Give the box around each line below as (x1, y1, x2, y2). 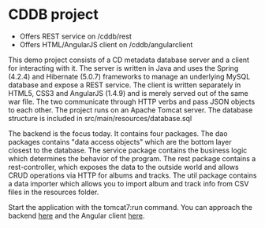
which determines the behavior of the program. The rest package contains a (8, 153, 256, 163)
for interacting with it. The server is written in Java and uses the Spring (8, 63, 239, 72)
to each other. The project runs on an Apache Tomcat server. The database (8, 105, 253, 115)
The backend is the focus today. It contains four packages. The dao (8, 128, 228, 138)
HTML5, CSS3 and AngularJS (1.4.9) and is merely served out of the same (8, 88, 248, 97)
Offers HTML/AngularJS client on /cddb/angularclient (19, 39, 193, 49)
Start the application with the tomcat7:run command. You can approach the (8, 202, 252, 211)
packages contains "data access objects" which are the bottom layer (8, 137, 233, 146)
